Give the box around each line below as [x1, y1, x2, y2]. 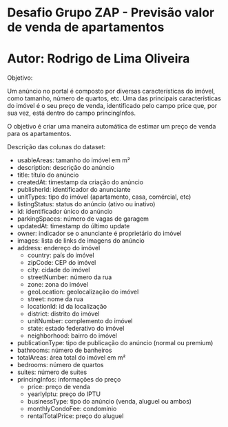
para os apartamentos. [7, 129, 72, 138]
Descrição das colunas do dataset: [7, 143, 106, 151]
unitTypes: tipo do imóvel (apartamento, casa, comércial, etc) [17, 193, 191, 201]
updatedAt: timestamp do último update [17, 222, 130, 230]
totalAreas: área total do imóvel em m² [17, 353, 126, 362]
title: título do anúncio [17, 171, 79, 179]
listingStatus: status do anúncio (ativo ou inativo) [17, 200, 156, 208]
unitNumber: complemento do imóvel [27, 317, 133, 325]
